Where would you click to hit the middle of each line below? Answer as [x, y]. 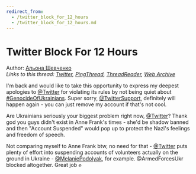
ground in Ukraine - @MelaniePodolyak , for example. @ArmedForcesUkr [95, 159]
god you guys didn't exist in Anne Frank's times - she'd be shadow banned [97, 122]
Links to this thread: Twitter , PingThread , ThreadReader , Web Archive [91, 74]
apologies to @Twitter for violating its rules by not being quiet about [89, 92]
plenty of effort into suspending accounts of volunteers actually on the [92, 152]
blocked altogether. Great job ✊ [44, 165]
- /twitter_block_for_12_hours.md [54, 22]
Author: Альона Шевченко [39, 68]
